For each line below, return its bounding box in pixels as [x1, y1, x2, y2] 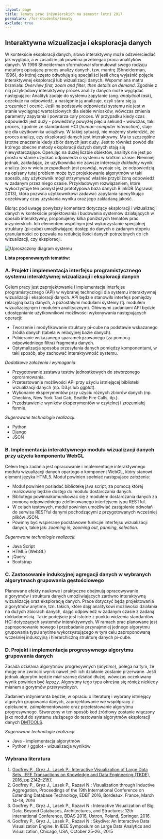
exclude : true [5, 20, 34, 26]
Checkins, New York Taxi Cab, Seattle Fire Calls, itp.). [12, 395, 119, 401]
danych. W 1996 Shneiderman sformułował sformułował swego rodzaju [5, 62, 147, 68]
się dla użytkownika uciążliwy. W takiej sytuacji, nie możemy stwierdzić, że [5, 129, 155, 135]
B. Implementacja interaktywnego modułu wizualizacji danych [5, 446, 154, 453]
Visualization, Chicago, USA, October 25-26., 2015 [12, 828, 113, 834]
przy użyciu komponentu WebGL [5, 452, 84, 459]
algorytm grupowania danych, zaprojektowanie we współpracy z [5, 699, 134, 705]
